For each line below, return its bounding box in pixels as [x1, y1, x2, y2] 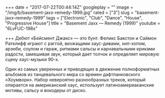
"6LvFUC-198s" [5, 25, 38, 31]
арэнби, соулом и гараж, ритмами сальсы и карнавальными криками [5, 46, 155, 51]
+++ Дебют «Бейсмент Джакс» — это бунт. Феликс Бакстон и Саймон [5, 35, 157, 41]
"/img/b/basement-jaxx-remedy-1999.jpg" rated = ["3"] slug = [5, 9, 134, 15]
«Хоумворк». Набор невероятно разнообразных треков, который [5, 77, 146, 82]
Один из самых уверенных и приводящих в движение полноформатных [5, 66, 159, 72]
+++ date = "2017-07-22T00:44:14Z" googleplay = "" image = [5, 4, 134, 10]
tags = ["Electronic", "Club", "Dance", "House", [46, 15, 143, 20]
